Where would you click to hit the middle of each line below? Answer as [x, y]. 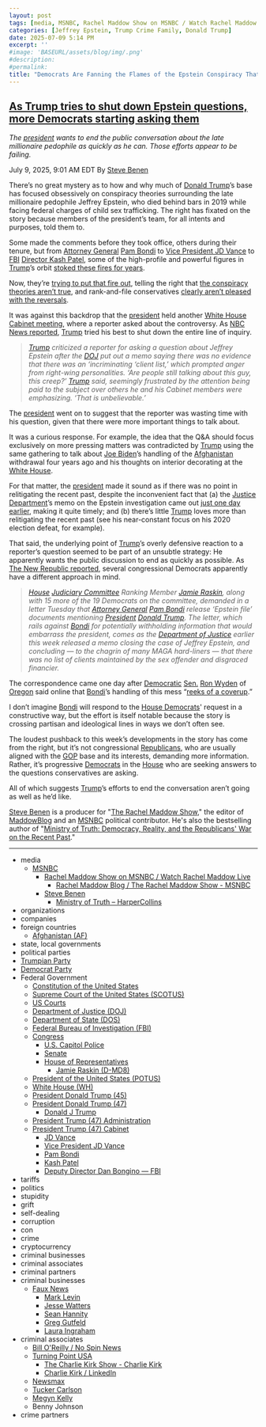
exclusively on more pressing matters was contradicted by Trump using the [131, 446]
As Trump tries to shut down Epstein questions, [128, 106]
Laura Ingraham [69, 1331]
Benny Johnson [58, 1406]
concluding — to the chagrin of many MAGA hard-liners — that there [140, 651]
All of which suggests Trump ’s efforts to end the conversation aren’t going [129, 788]
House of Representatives [86, 1062]
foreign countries [49, 928]
